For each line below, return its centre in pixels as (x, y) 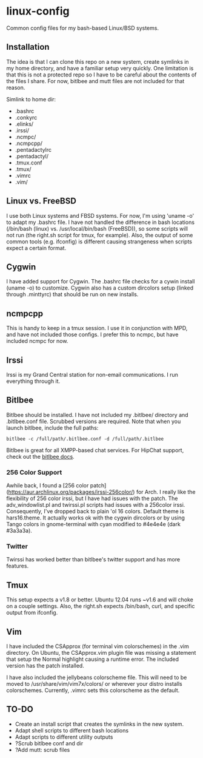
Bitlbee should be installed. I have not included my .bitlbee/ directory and (98, 415)
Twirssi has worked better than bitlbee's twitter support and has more (93, 560)
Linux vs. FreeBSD (42, 201)
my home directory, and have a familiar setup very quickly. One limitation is (100, 68)
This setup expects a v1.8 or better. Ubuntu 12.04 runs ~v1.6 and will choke (100, 600)
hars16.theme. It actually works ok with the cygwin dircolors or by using (95, 518)
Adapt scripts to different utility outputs (64, 737)
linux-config (38, 11)
